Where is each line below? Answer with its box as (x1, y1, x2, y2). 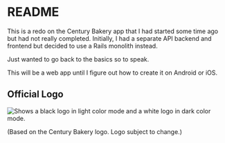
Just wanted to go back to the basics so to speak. (7, 55, 150, 63)
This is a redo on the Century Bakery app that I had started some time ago (7, 27, 219, 35)
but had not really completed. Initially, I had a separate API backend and (7, 34, 213, 42)
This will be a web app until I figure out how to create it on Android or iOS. (7, 68, 218, 77)
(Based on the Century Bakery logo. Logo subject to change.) (7, 127, 182, 135)
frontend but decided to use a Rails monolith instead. (7, 41, 158, 50)
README (7, 4, 60, 20)
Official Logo (7, 88, 64, 100)
